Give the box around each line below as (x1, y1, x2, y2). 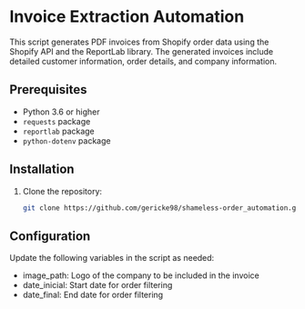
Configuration (9, 228, 91, 244)
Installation (9, 162, 75, 177)
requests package (22, 115, 91, 126)
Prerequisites (9, 82, 87, 97)
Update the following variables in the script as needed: (9, 253, 215, 264)
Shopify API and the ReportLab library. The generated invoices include (9, 45, 274, 56)
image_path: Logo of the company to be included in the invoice (22, 270, 259, 281)
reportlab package (22, 125, 96, 136)
